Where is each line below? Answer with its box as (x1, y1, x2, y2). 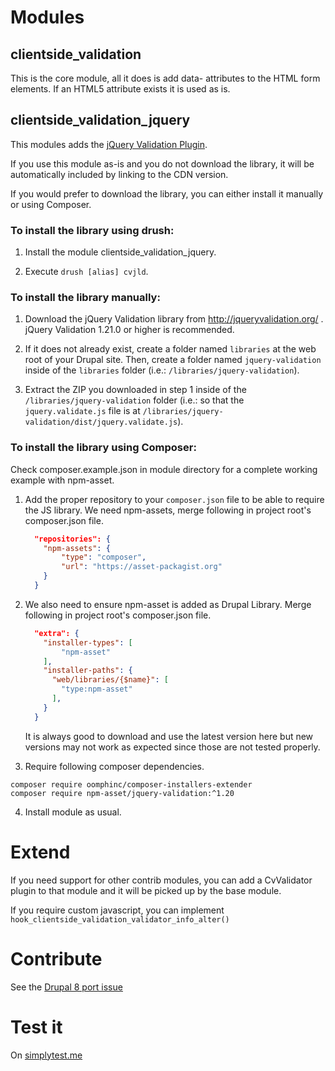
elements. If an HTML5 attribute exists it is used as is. (10, 83, 231, 95)
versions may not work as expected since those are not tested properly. (24, 741, 321, 753)
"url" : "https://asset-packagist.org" (61, 562, 223, 572)
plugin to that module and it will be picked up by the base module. (10, 884, 282, 896)
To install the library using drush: (10, 223, 175, 237)
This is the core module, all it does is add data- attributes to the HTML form (10, 72, 321, 84)
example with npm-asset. (10, 474, 115, 486)
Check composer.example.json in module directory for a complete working (10, 463, 318, 475)
